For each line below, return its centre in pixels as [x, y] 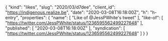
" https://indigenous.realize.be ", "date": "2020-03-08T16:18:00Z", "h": [77, 12]
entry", [12, 18]
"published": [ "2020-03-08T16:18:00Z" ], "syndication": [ [65, 28]
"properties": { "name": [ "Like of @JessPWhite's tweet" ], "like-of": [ [92, 18]
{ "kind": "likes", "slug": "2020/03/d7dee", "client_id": [60, 7]
